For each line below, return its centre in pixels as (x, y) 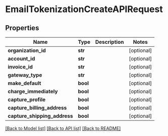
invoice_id (20, 67)
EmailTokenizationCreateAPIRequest (84, 9)
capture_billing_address (37, 108)
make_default (24, 83)
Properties (22, 28)
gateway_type (25, 75)
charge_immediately (33, 91)
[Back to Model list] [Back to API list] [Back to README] (63, 128)
